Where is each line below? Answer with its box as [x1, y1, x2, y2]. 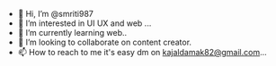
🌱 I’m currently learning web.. [17, 28, 128, 37]
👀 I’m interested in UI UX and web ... [17, 18, 152, 29]
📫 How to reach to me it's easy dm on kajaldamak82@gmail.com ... [17, 47, 267, 57]
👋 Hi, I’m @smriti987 [17, 9, 94, 19]
